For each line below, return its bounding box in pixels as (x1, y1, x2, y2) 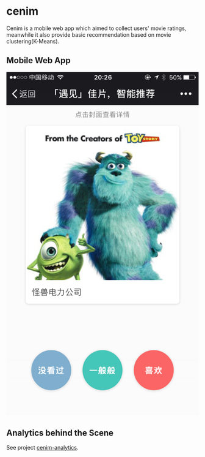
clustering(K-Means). (6, 37, 60, 45)
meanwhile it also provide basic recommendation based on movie (6, 31, 171, 38)
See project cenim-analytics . (6, 444, 79, 451)
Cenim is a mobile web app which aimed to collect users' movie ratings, (6, 25, 187, 32)
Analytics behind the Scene (6, 428, 114, 438)
